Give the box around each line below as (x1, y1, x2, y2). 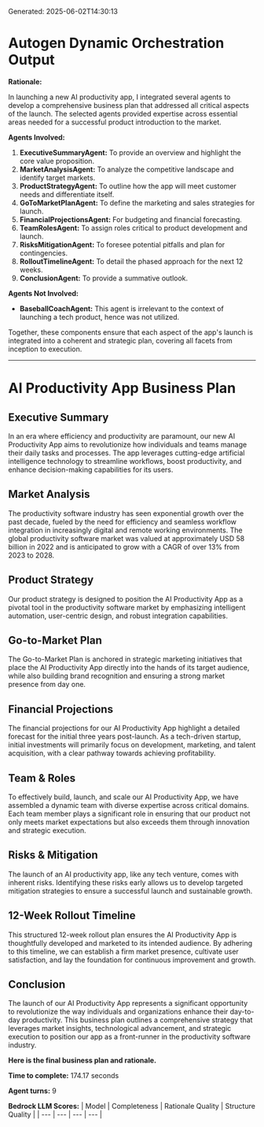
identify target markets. (19, 172, 96, 182)
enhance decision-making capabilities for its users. (8, 465, 174, 474)
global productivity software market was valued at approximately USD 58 (8, 533, 245, 543)
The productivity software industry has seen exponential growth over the (8, 508, 244, 518)
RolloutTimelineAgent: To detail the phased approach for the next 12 (19, 256, 244, 266)
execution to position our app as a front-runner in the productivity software (8, 1032, 251, 1042)
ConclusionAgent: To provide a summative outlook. (19, 273, 189, 283)
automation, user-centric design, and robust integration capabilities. (8, 610, 229, 621)
